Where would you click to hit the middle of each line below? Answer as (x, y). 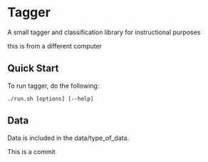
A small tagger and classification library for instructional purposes (104, 32)
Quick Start (33, 69)
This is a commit (31, 151)
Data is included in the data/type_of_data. (68, 138)
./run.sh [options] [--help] (51, 98)
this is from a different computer (54, 46)
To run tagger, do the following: (53, 86)
